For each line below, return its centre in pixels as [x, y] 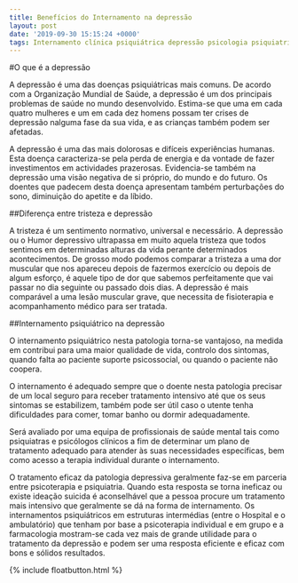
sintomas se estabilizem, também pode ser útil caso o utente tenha [132, 405]
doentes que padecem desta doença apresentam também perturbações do [147, 187]
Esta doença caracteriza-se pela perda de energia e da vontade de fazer [142, 159]
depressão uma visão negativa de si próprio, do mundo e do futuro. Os [138, 178]
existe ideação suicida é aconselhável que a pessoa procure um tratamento [147, 496]
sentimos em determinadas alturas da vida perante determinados [128, 250]
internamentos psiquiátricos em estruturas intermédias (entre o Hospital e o [147, 515]
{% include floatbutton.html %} [66, 571]
